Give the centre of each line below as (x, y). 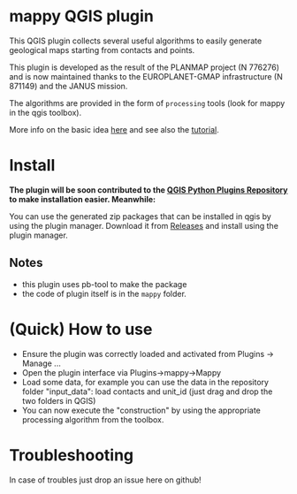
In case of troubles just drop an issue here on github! (105, 480)
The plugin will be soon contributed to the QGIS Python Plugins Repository (148, 190)
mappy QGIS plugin (82, 16)
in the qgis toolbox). (46, 112)
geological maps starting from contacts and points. (102, 49)
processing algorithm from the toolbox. (93, 419)
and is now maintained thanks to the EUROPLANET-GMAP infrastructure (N (146, 76)
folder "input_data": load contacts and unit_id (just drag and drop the (147, 391)
